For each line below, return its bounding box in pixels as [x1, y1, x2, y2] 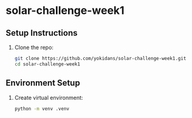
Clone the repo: [14, 44, 54, 51]
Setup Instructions [5, 28, 78, 38]
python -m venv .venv [14, 105, 69, 112]
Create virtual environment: [14, 94, 83, 101]
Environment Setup [5, 78, 80, 88]
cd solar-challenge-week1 [14, 61, 80, 67]
